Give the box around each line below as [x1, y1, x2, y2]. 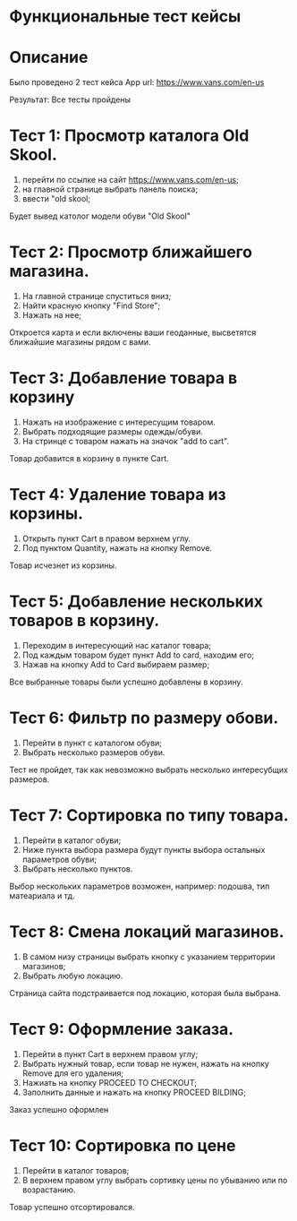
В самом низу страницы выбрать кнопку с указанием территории [21, 951, 276, 962]
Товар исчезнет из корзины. [9, 560, 117, 571]
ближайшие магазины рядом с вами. [9, 337, 151, 347]
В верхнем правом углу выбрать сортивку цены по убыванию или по [21, 1174, 288, 1185]
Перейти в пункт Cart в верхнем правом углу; [21, 1048, 199, 1059]
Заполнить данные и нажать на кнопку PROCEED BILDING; [21, 1087, 246, 1097]
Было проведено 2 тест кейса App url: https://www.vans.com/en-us [9, 77, 265, 88]
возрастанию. [21, 1184, 76, 1195]
